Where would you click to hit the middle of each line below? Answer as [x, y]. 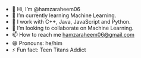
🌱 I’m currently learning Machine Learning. [64, 15]
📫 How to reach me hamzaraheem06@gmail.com [73, 35]
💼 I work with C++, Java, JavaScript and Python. [71, 22]
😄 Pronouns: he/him [37, 43]
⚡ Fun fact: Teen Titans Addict [49, 50]
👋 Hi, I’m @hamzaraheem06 [46, 9]
